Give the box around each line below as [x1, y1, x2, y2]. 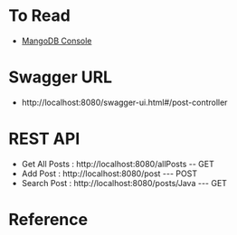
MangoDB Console [21, 35, 92, 46]
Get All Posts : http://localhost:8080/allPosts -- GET [21, 158, 214, 169]
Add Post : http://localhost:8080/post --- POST [21, 168, 198, 179]
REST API [8, 128, 81, 149]
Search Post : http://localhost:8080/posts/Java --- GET [21, 177, 228, 188]
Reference [8, 210, 88, 230]
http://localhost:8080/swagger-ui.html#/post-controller [21, 97, 228, 108]
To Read [8, 5, 71, 26]
